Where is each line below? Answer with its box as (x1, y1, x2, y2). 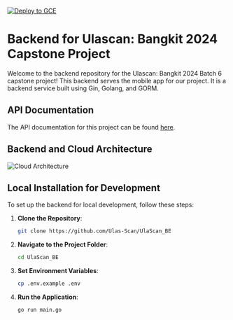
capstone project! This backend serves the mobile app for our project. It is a (7, 76, 226, 85)
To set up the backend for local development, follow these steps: (7, 200, 195, 209)
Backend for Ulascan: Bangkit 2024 (7, 32, 218, 47)
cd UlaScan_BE (17, 254, 59, 261)
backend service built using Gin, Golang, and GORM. (7, 84, 159, 92)
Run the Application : (17, 293, 78, 301)
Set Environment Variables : (17, 267, 99, 275)
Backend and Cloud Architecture (7, 144, 153, 155)
